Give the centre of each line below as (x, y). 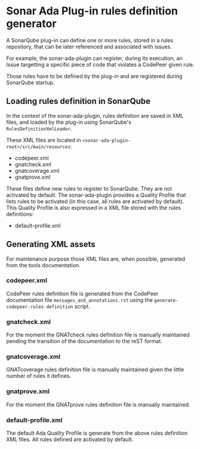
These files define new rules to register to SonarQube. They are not (89, 188)
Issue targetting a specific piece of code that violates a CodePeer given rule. (100, 65)
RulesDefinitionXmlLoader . (39, 128)
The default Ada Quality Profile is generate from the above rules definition (97, 433)
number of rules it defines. (39, 376)
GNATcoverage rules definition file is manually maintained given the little (95, 369)
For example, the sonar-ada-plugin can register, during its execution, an (94, 58)
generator (31, 24)
